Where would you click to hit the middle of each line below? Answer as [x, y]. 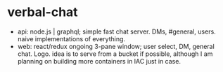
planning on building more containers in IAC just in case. [99, 61]
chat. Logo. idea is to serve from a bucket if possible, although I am [115, 54]
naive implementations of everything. [71, 38]
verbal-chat [43, 12]
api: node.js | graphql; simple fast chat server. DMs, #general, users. [116, 31]
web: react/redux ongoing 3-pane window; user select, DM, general [116, 46]
